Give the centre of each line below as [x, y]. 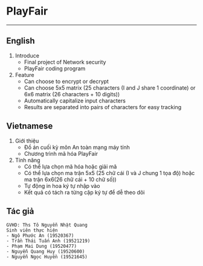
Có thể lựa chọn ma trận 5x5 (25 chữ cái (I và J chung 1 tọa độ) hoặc [109, 173]
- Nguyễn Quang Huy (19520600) [46, 252]
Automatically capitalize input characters [75, 101]
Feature [24, 75]
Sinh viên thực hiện [32, 231]
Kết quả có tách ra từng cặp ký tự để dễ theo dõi [84, 192]
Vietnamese [30, 126]
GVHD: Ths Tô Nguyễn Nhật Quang [47, 225]
